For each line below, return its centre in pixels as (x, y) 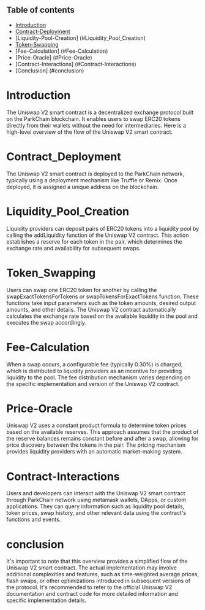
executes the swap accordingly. (47, 322)
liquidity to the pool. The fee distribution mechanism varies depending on (99, 377)
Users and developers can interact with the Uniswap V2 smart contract (96, 493)
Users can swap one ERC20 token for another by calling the (82, 290)
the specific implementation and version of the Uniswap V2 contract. (93, 384)
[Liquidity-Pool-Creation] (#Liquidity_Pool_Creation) (80, 38)
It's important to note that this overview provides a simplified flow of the (97, 562)
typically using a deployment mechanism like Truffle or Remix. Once (92, 180)
